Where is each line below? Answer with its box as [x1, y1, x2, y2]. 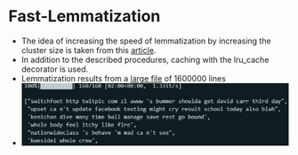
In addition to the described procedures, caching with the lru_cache [20, 54, 270, 65]
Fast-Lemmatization [8, 6, 161, 27]
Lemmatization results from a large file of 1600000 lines [20, 73, 226, 83]
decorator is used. [20, 64, 89, 74]
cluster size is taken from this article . [20, 44, 157, 55]
